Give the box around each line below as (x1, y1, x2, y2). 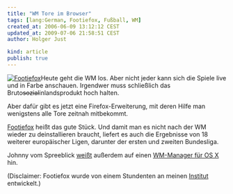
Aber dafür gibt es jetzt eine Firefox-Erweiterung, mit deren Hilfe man (7, 102, 206, 110)
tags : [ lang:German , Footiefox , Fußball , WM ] (7, 17, 141, 24)
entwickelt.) (7, 179, 41, 187)
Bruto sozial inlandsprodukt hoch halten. (7, 88, 120, 97)
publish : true (7, 55, 49, 62)
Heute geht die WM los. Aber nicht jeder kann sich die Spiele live (40, 73, 227, 82)
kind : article (7, 48, 49, 55)
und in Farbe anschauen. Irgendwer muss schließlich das (7, 81, 171, 89)
